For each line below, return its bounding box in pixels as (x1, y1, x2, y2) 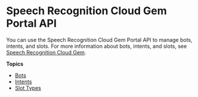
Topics (6, 60, 24, 67)
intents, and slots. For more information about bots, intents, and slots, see (6, 43, 187, 50)
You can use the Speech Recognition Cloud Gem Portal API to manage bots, (6, 36, 193, 43)
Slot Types (14, 84, 42, 91)
